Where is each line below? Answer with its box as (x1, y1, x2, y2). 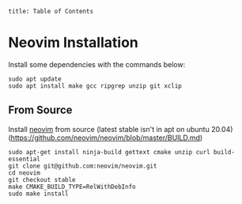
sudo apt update (8, 75, 62, 83)
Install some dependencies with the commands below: (8, 59, 186, 69)
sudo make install (8, 190, 69, 198)
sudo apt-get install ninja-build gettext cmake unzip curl (8, 148, 211, 156)
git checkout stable (8, 176, 77, 183)
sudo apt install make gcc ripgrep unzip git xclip (8, 81, 182, 90)
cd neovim (8, 168, 41, 177)
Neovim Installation (8, 34, 138, 51)
